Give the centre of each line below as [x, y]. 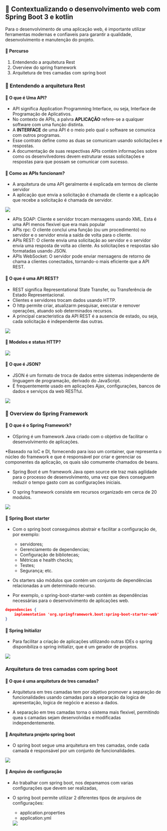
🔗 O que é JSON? [23, 364]
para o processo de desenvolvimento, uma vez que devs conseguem [83, 477]
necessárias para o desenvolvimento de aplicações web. [71, 601]
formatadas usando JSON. [40, 251]
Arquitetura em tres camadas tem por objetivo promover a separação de [86, 692]
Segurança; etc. [36, 571]
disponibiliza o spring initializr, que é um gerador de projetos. [75, 647]
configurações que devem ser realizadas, [55, 788]
